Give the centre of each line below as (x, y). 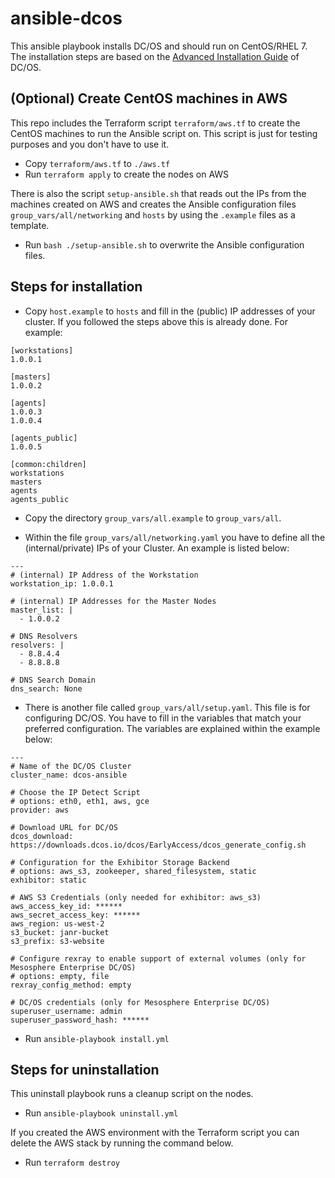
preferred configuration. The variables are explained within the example (172, 728)
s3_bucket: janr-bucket (60, 932)
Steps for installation (76, 287)
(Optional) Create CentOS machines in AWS (149, 98)
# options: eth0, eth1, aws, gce (80, 801)
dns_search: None (46, 688)
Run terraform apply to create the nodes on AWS (127, 174)
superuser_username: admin (66, 1011)
